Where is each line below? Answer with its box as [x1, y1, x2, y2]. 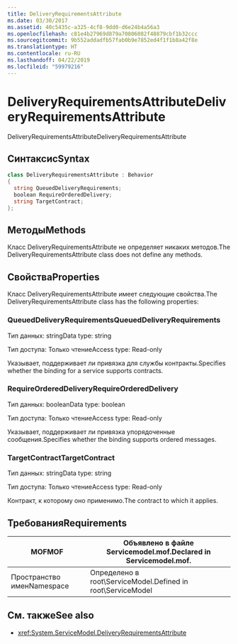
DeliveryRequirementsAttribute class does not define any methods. [7, 250, 203, 259]
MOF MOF [30, 547, 64, 557]
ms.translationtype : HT [7, 43, 78, 50]
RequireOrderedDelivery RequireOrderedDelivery [7, 384, 178, 394]
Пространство [11, 572, 61, 582]
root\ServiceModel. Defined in [89, 576, 188, 586]
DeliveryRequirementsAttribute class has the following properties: [7, 297, 199, 306]
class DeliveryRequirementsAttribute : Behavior [7, 172, 154, 179]
